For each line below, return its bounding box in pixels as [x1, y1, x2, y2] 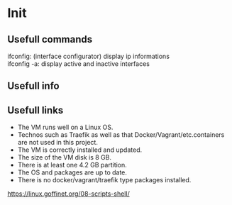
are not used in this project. [17, 138, 98, 147]
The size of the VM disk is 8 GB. [17, 153, 112, 162]
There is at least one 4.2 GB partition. [17, 161, 128, 170]
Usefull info [7, 80, 60, 92]
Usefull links [7, 104, 64, 116]
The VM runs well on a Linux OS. [17, 123, 114, 132]
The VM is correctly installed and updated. [17, 145, 143, 154]
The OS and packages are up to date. [17, 168, 128, 177]
